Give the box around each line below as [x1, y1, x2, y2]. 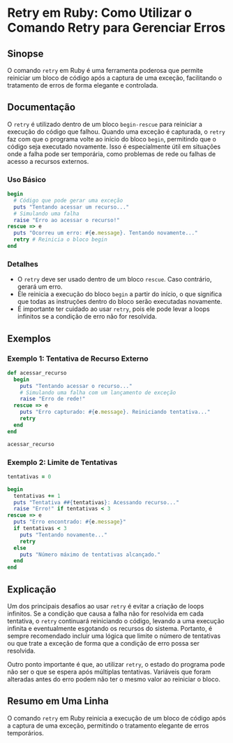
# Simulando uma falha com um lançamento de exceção [20, 389, 176, 396]
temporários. [7, 728, 44, 737]
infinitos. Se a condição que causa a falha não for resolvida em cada [7, 609, 204, 618]
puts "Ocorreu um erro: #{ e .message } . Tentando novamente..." [13, 230, 198, 237]
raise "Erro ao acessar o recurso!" [13, 216, 120, 223]
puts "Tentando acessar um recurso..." [13, 203, 130, 211]
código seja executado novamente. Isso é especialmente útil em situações [7, 142, 221, 151]
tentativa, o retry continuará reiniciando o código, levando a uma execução [7, 616, 225, 625]
